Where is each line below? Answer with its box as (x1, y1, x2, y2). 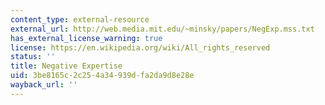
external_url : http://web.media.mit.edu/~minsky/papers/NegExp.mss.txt (10, 24, 315, 34)
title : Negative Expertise (10, 61, 123, 71)
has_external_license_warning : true (10, 33, 163, 43)
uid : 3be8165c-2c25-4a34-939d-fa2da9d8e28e (10, 71, 195, 81)
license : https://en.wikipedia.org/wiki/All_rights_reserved (10, 42, 271, 53)
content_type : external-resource (10, 14, 150, 25)
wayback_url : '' (10, 80, 78, 90)
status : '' (10, 52, 56, 62)
